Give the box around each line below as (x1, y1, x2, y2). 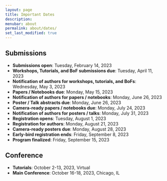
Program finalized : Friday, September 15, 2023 (12, 136, 109, 142)
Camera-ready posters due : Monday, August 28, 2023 (12, 126, 126, 132)
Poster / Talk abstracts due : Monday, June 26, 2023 (12, 99, 121, 105)
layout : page (5, 7, 32, 12)
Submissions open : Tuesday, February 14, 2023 (12, 62, 112, 68)
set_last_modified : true (5, 30, 57, 35)
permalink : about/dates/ (5, 26, 57, 31)
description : (5, 16, 32, 21)
